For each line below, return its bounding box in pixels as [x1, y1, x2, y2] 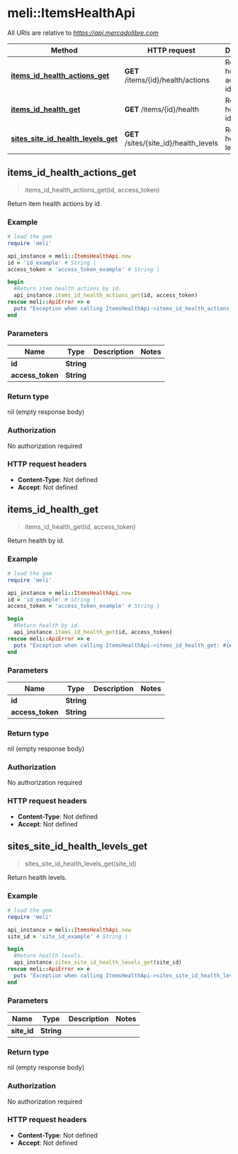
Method [50, 45, 78, 55]
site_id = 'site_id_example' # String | [7, 932, 129, 940]
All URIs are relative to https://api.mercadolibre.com [7, 28, 159, 37]
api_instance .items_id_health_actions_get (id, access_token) [13, 292, 198, 299]
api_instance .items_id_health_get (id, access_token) [13, 628, 173, 636]
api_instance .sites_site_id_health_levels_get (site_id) [13, 959, 182, 967]
